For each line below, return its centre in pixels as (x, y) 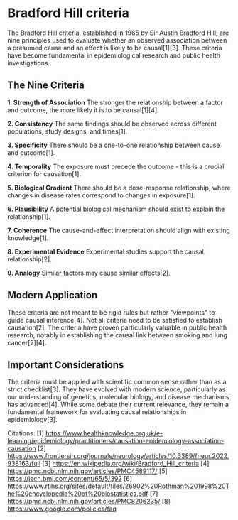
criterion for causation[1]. (44, 174)
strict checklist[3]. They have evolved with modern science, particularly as (117, 389)
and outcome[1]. (31, 152)
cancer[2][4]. (27, 342)
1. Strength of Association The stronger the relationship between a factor (115, 102)
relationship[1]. (29, 216)
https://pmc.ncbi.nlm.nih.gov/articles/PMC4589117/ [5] (88, 471)
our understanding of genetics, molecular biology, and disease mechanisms (118, 397)
